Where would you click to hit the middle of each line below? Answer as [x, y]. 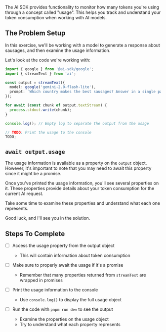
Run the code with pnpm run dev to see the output [62, 309]
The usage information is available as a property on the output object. [76, 163]
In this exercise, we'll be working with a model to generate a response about [83, 45]
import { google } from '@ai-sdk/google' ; [49, 69]
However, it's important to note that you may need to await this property [78, 168]
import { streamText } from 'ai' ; [41, 74]
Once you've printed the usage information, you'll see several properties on [82, 183]
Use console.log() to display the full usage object [71, 300]
